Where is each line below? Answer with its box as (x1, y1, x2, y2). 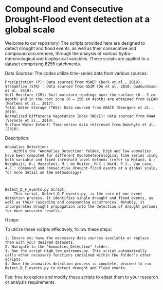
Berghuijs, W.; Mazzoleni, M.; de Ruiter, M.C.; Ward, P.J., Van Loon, (5, 162, 153, 166)
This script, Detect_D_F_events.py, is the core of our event (14, 191, 143, 196)
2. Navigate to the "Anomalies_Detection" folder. (5, 244, 110, 249)
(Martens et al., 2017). (5, 101, 55, 106)
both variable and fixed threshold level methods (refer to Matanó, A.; (5, 157, 156, 162)
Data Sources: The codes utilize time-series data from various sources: (5, 70, 148, 76)
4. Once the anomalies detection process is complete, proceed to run (5, 261, 151, 266)
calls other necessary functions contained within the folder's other (5, 253, 151, 257)
